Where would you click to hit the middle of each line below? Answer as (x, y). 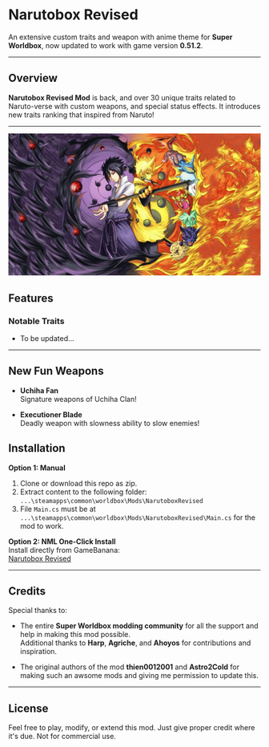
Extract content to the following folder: (83, 492)
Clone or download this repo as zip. (78, 483)
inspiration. (38, 652)
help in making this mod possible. (75, 635)
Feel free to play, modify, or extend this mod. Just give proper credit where (132, 728)
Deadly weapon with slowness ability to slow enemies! (110, 423)
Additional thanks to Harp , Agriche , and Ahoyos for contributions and (135, 643)
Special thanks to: (38, 611)
